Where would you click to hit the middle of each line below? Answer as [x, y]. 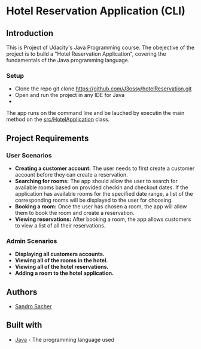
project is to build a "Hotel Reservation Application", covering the [86, 54]
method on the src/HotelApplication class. [58, 119]
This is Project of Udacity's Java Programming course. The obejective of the [100, 47]
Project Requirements [48, 138]
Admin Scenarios [32, 241]
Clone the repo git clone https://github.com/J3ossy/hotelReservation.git [103, 89]
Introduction [30, 33]
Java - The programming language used [65, 339]
